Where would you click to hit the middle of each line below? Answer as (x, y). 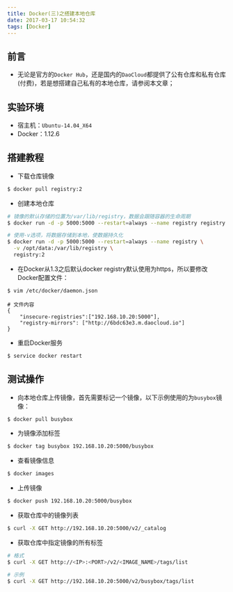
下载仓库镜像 (35, 176)
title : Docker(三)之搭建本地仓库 (51, 14)
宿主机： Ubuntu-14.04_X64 (55, 125)
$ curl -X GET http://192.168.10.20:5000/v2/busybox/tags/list (101, 581)
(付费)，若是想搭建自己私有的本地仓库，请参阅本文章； (96, 83)
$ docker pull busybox (40, 419)
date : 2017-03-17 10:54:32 (46, 20)
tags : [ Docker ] (29, 26)
